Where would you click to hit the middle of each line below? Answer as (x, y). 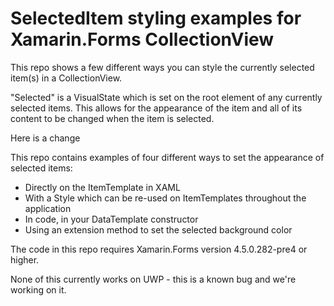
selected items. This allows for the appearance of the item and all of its (156, 108)
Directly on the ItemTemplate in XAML (102, 187)
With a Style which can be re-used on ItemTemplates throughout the (165, 198)
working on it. (38, 289)
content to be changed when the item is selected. (112, 118)
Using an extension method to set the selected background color (158, 229)
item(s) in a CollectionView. (66, 78)
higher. (25, 259)
